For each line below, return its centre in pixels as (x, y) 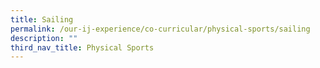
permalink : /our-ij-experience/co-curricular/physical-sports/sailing (160, 29)
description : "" (44, 38)
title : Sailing (42, 19)
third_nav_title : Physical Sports (82, 47)
